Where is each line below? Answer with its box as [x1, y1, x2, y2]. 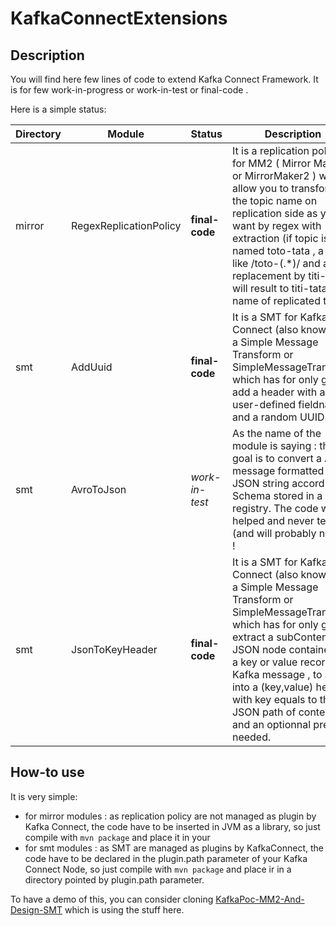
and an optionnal [231, 718, 312, 731]
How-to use [10, 764, 85, 781]
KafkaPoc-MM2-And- [215, 893, 305, 905]
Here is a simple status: [10, 103, 107, 115]
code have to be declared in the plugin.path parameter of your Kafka [24, 852, 308, 864]
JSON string [231, 477, 290, 490]
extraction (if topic [231, 232, 319, 245]
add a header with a [231, 385, 326, 399]
